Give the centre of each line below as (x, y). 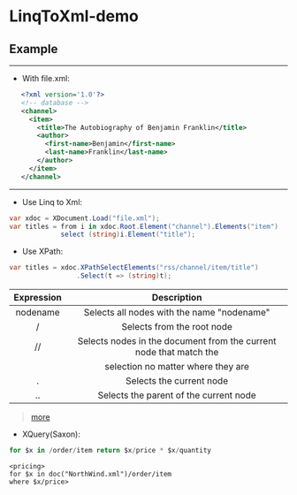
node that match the (177, 352)
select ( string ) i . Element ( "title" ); (128, 235)
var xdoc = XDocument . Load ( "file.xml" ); (85, 218)
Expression (38, 297)
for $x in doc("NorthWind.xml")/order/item (91, 474)
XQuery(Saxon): (51, 434)
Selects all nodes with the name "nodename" (177, 312)
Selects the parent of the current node (177, 395)
